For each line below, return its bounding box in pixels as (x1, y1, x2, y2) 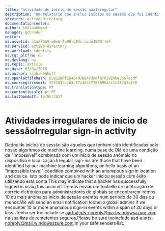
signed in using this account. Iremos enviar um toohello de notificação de (5, 184, 154, 190)
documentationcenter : (5, 21, 50, 26)
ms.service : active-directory (5, 44, 67, 49)
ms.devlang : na (5, 58, 36, 62)
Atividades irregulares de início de (5, 115, 148, 126)
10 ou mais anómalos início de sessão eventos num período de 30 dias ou (5, 194, 155, 200)
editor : (5, 35, 21, 40)
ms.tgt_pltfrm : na (5, 53, 43, 58)
